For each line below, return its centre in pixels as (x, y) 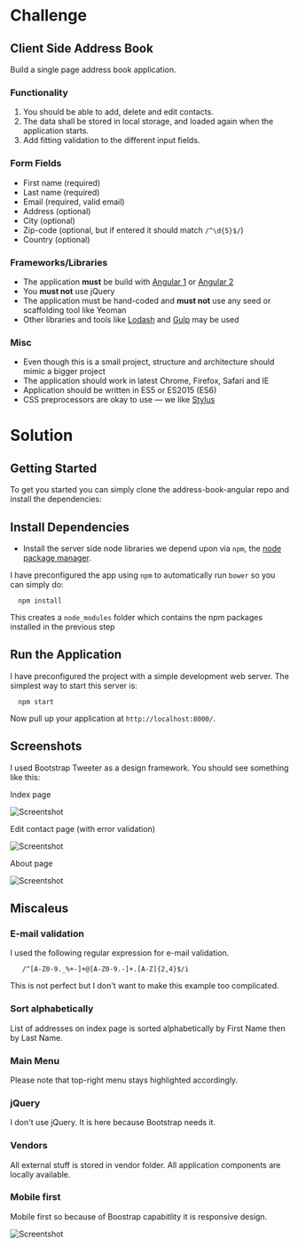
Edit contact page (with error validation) (83, 828)
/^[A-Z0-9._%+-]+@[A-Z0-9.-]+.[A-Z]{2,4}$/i (106, 970)
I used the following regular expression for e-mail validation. (120, 953)
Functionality (39, 92)
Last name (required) (61, 192)
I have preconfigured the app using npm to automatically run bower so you (143, 575)
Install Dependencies (70, 527)
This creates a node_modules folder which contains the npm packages (137, 617)
